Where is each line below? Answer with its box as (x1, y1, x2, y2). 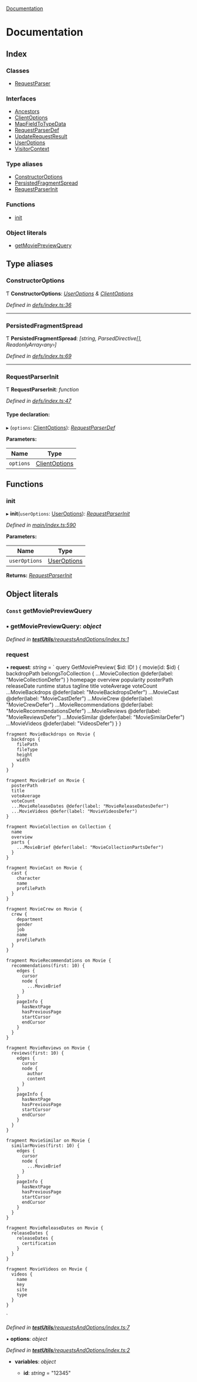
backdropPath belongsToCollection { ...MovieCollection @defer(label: (6, 670, 174, 677)
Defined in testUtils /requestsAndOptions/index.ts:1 (6, 635, 129, 643)
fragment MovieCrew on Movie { (6, 906, 83, 912)
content (27, 1076, 46, 1082)
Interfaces (6, 94, 36, 102)
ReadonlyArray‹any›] (6, 341, 57, 349)
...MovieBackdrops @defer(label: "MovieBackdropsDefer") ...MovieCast (6, 689, 179, 696)
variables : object (14, 1358, 56, 1366)
